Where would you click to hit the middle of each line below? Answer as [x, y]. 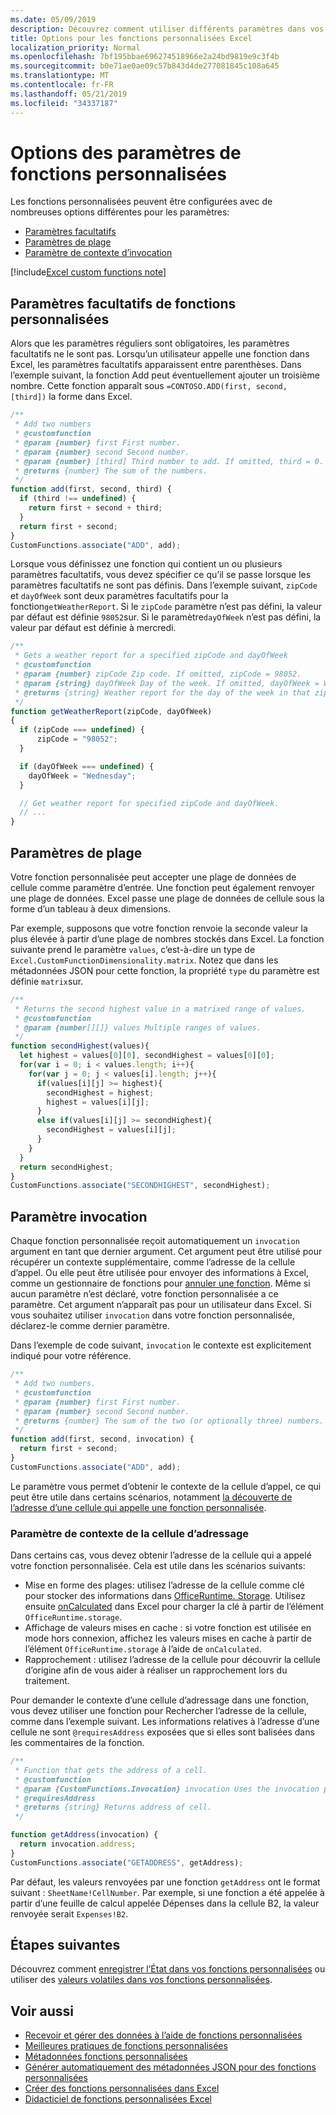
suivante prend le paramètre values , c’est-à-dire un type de [133, 949]
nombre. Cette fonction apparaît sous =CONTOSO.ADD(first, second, [149, 386]
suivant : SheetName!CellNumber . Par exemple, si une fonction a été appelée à [167, 1892]
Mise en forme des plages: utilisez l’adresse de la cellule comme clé [164, 1585]
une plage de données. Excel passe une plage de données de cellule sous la [167, 898]
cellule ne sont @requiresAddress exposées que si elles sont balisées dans [162, 1732]
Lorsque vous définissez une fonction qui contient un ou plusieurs [146, 564]
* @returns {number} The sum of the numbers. [111, 471]
